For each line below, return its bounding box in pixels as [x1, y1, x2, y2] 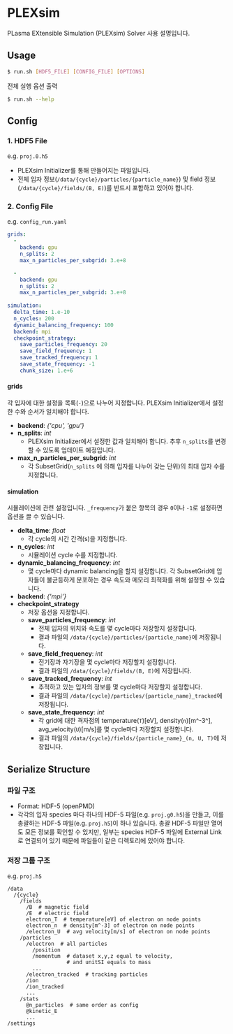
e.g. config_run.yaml [7, 217, 68, 226]
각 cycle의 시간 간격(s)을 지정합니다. [27, 535, 128, 543]
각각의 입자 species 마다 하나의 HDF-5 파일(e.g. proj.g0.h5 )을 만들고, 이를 [17, 810, 225, 819]
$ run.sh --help [7, 96, 54, 103]
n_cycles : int [17, 543, 54, 551]
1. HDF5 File [7, 136, 47, 145]
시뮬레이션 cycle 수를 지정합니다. [27, 551, 118, 559]
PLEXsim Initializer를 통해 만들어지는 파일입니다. [17, 166, 151, 175]
